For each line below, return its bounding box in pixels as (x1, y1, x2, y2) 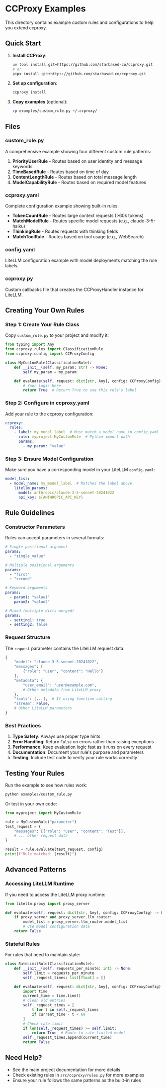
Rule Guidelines (5, 508, 55, 517)
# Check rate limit (23, 1021, 64, 1026)
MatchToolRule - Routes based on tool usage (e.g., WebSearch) (12, 234, 144, 240)
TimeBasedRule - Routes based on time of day (12, 169, 109, 175)
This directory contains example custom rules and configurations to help (5, 19, 154, 25)
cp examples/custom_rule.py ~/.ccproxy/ (12, 108, 97, 113)
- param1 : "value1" (9, 595, 50, 600)
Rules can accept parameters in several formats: (5, 535, 104, 541)
